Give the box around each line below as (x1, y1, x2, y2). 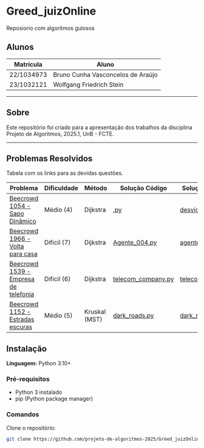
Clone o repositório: (6, 424, 56, 432)
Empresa (9, 275, 35, 284)
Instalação (6, 343, 47, 354)
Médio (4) (44, 206, 73, 214)
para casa (9, 250, 38, 258)
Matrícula (14, 60, 42, 68)
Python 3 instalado (15, 388, 63, 396)
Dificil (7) (44, 239, 71, 247)
